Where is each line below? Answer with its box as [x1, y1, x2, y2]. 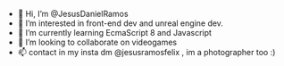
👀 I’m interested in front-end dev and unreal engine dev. [17, 18, 223, 29]
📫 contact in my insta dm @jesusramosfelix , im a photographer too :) [17, 47, 276, 57]
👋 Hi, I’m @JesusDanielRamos [17, 9, 129, 19]
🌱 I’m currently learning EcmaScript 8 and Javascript [17, 28, 213, 37]
